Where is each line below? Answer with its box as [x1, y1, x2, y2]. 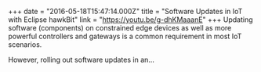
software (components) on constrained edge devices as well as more [8, 23, 232, 32]
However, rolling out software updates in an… [8, 55, 155, 64]
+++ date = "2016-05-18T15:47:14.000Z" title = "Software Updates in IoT [8, 7, 243, 16]
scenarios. [8, 40, 42, 49]
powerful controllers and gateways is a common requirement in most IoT [8, 31, 242, 41]
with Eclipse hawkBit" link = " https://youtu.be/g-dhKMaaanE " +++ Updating [8, 15, 253, 24]
